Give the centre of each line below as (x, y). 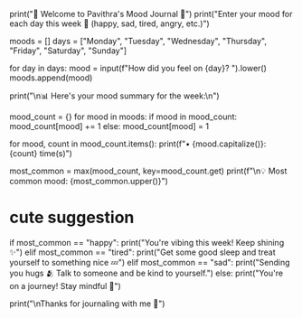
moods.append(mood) (51, 78)
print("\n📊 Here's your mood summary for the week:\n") (114, 96)
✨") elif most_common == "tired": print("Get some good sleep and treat (142, 252)
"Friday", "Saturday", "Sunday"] (68, 51)
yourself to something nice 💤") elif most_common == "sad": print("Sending (150, 262)
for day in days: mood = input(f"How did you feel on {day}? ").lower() (138, 68)
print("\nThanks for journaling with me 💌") (87, 304)
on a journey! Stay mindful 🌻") (66, 285)
